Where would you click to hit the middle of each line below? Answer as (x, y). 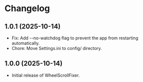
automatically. (26, 43)
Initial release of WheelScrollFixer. (45, 75)
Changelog (27, 8)
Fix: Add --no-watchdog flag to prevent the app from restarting (75, 38)
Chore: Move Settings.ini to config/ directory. (57, 48)
